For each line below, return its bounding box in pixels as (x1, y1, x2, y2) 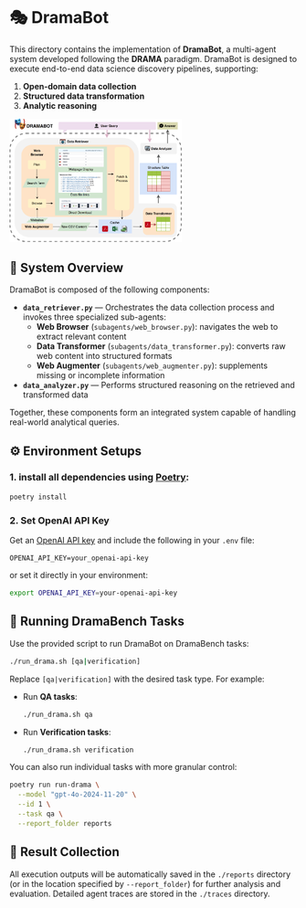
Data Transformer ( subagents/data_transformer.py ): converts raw (36, 341, 286, 352)
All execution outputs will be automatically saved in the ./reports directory (9, 869, 291, 880)
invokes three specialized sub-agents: (22, 311, 167, 322)
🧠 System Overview (9, 259, 124, 275)
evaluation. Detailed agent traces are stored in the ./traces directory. (9, 888, 271, 899)
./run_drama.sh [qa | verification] (9, 657, 142, 666)
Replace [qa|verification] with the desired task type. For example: (9, 673, 265, 684)
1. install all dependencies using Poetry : (9, 470, 190, 483)
